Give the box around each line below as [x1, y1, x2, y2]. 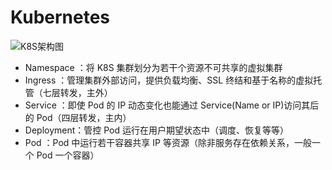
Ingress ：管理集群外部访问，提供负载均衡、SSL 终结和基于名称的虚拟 [24, 74, 314, 86]
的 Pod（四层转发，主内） [24, 111, 132, 123]
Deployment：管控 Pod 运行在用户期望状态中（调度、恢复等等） [24, 124, 289, 136]
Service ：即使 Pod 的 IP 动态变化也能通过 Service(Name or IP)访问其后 [24, 99, 320, 111]
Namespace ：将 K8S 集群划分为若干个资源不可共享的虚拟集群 [24, 61, 283, 73]
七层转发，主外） [42, 86, 113, 98]
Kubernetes [10, 6, 111, 29]
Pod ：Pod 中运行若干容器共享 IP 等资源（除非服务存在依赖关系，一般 [24, 136, 312, 148]
